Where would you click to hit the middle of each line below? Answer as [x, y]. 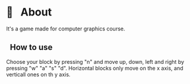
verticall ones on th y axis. [38, 74]
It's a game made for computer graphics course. [66, 29]
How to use [31, 47]
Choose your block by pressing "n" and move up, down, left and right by [95, 61]
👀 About [29, 12]
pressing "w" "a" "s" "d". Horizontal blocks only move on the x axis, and [95, 68]
